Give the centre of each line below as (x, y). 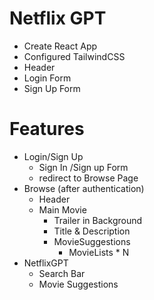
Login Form (47, 78)
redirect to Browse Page (88, 178)
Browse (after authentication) (84, 188)
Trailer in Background (98, 220)
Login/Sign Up (53, 156)
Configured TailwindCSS (74, 56)
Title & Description (92, 231)
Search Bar (62, 273)
